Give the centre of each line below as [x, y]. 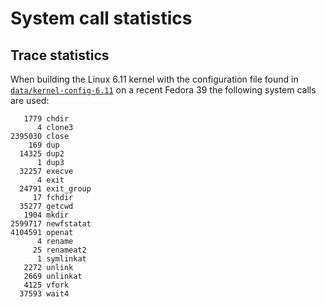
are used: [30, 100]
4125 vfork [46, 285]
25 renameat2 [59, 250]
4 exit [50, 180]
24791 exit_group [55, 189]
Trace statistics [60, 55]
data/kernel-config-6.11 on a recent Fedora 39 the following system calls [163, 90]
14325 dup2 [42, 154]
